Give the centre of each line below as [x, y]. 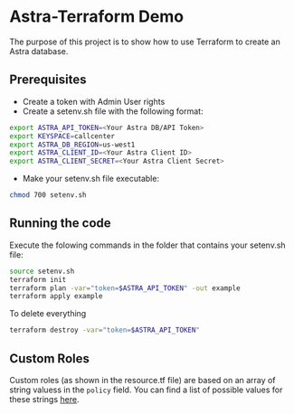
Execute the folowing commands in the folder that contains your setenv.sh [148, 245]
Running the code [60, 223]
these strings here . [44, 399]
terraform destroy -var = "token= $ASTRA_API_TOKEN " [105, 330]
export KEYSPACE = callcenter [62, 136]
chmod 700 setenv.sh [48, 195]
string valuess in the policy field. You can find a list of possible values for [146, 390]
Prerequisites [48, 80]
